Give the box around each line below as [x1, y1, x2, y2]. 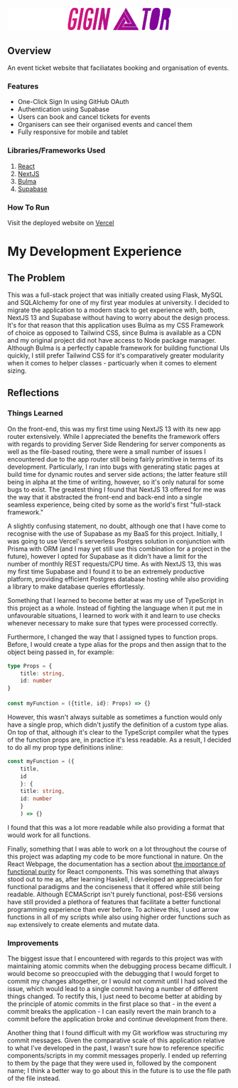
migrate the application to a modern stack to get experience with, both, [7, 306, 215, 314]
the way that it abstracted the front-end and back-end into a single [7, 492, 202, 501]
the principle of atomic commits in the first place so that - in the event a [7, 1000, 217, 1008]
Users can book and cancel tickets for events [17, 113, 151, 121]
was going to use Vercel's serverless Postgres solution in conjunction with [7, 537, 225, 545]
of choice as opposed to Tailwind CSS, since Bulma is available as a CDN [7, 328, 222, 337]
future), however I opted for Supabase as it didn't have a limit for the [7, 551, 207, 560]
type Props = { [7, 662, 53, 670]
